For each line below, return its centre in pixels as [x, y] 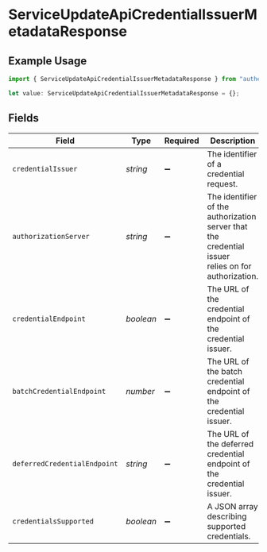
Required [182, 141]
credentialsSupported [53, 521]
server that [227, 226]
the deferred [230, 444]
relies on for [229, 266]
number [140, 391]
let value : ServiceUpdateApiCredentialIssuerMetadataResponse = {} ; [124, 93]
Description [233, 141]
